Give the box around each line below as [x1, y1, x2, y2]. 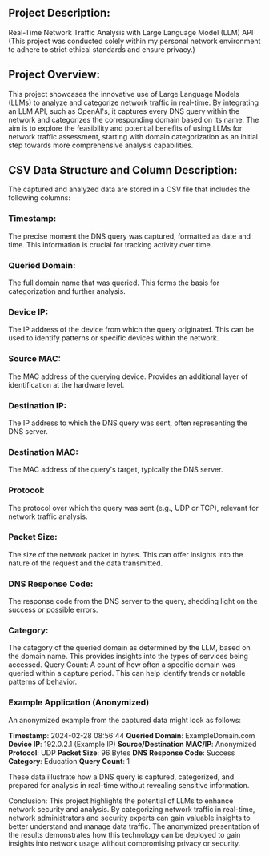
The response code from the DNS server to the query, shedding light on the [8, 597, 258, 606]
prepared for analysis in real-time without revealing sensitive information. [8, 780, 250, 790]
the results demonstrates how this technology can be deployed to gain [8, 830, 241, 839]
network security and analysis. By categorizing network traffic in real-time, [8, 804, 255, 814]
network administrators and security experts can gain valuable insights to [8, 813, 251, 822]
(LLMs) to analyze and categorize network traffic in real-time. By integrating [8, 98, 259, 107]
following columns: [8, 193, 70, 203]
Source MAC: [8, 353, 62, 364]
